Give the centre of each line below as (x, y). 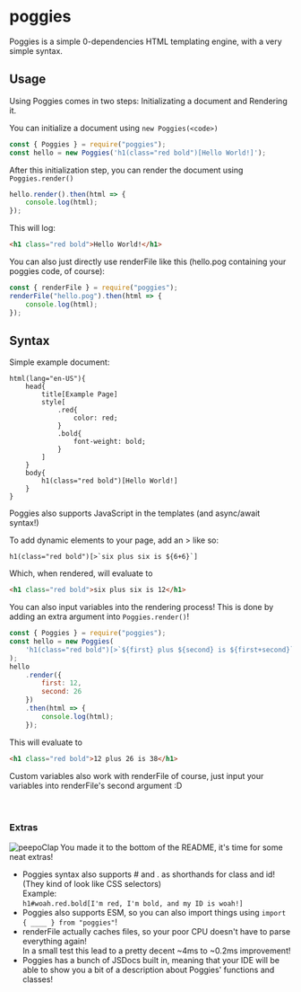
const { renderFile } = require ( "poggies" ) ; (94, 288)
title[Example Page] (80, 394)
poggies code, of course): (57, 271)
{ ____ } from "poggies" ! (70, 922)
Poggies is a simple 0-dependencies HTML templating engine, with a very (146, 41)
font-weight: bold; (109, 442)
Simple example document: (60, 362)
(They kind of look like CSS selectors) (92, 883)
